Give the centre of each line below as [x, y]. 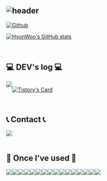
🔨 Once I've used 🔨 [41, 158]
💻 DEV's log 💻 [35, 68]
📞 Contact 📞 [26, 119]
